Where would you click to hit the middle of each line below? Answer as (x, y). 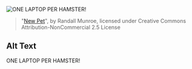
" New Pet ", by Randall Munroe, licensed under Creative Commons (104, 21)
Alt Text (21, 46)
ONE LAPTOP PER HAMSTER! (43, 61)
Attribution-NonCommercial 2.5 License (71, 27)
